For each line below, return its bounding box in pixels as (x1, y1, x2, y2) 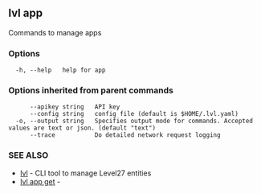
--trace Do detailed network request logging (29, 131, 221, 139)
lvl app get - (19, 176, 61, 186)
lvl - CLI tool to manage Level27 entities (19, 168, 152, 178)
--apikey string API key (29, 103, 120, 111)
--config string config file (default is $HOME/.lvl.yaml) (29, 110, 239, 118)
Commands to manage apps (8, 27, 102, 37)
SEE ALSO (8, 150, 49, 161)
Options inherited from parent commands (8, 85, 174, 96)
